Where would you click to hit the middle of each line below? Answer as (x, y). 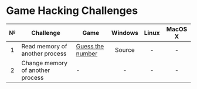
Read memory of (44, 46)
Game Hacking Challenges (72, 11)
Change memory (44, 63)
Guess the (90, 46)
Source (125, 49)
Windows (125, 33)
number (87, 54)
